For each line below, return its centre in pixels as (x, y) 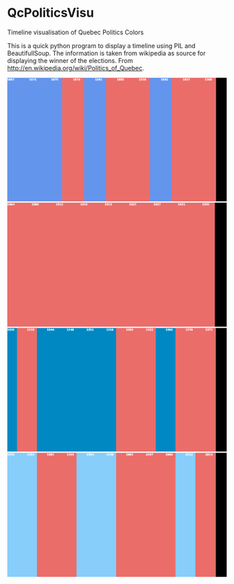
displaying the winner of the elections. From (70, 60)
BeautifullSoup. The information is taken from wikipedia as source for (107, 53)
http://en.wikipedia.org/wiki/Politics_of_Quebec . (76, 68)
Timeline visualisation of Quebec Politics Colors (76, 32)
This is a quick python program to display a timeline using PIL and (102, 45)
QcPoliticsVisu (50, 13)
